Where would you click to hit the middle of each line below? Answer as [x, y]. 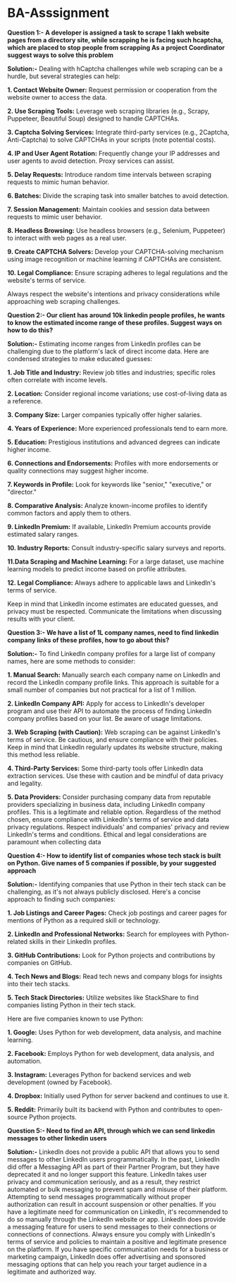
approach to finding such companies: [62, 899]
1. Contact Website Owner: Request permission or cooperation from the [112, 90]
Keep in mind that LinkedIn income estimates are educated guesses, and [113, 604]
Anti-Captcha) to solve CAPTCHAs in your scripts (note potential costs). [112, 140]
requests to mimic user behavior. [55, 217]
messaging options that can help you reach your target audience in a [107, 1264]
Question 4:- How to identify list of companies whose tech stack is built [114, 856]
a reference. [25, 401]
